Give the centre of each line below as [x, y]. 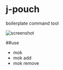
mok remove [26, 63]
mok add [22, 58]
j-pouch [23, 9]
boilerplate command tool [32, 23]
